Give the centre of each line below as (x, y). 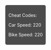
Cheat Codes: (22, 15)
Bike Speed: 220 (25, 34)
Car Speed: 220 (25, 25)
